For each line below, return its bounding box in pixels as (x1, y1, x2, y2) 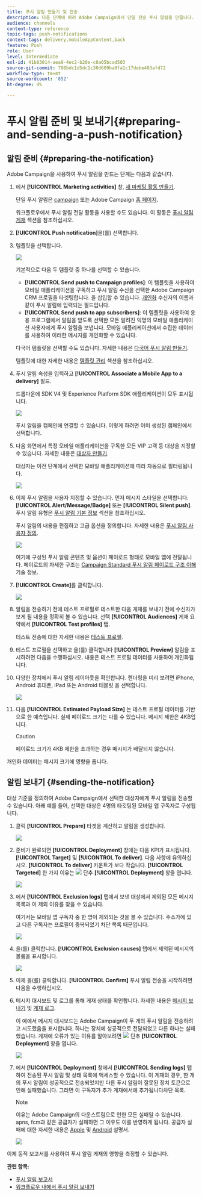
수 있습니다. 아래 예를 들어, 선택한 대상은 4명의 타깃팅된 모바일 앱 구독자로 (7, 802, 180, 809)
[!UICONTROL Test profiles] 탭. (31, 621, 111, 628)
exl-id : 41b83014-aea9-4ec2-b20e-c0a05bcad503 (7, 59, 126, 65)
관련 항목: (7, 1163, 29, 1170)
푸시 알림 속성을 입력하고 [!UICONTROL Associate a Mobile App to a (15, 370, 183, 377)
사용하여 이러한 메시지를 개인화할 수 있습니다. (31, 332, 137, 338)
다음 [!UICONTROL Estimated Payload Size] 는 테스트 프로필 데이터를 (15, 706, 185, 712)
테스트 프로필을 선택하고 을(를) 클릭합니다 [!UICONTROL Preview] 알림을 (15, 646, 189, 653)
